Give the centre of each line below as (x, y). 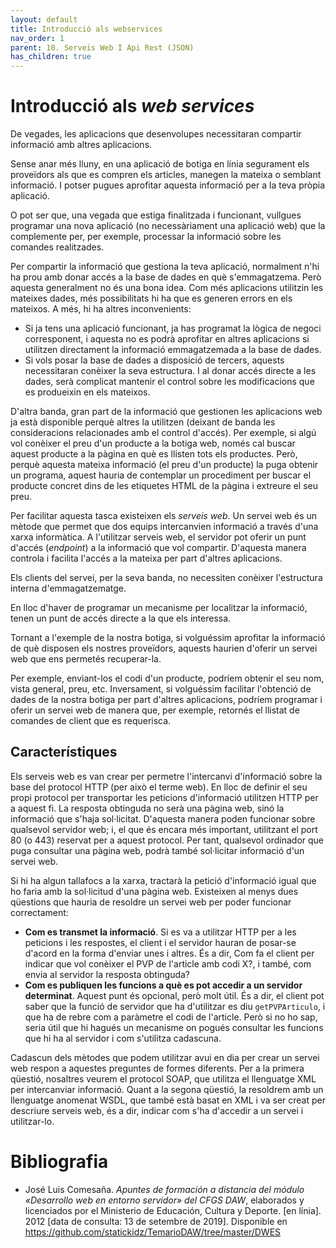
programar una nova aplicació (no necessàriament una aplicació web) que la (168, 226)
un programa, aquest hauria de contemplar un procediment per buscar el (161, 475)
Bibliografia (59, 1162)
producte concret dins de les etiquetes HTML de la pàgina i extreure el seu (164, 486)
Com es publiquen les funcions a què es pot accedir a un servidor (163, 985)
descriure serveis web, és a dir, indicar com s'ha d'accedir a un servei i (157, 1110)
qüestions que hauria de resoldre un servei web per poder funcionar (151, 902)
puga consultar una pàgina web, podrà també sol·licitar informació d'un (157, 850)
